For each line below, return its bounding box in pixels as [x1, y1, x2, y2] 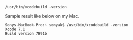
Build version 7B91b [5, 31, 48, 36]
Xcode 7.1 [5, 27, 26, 32]
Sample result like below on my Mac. [5, 13, 80, 19]
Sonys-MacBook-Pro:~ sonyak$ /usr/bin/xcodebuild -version [5, 22, 129, 27]
